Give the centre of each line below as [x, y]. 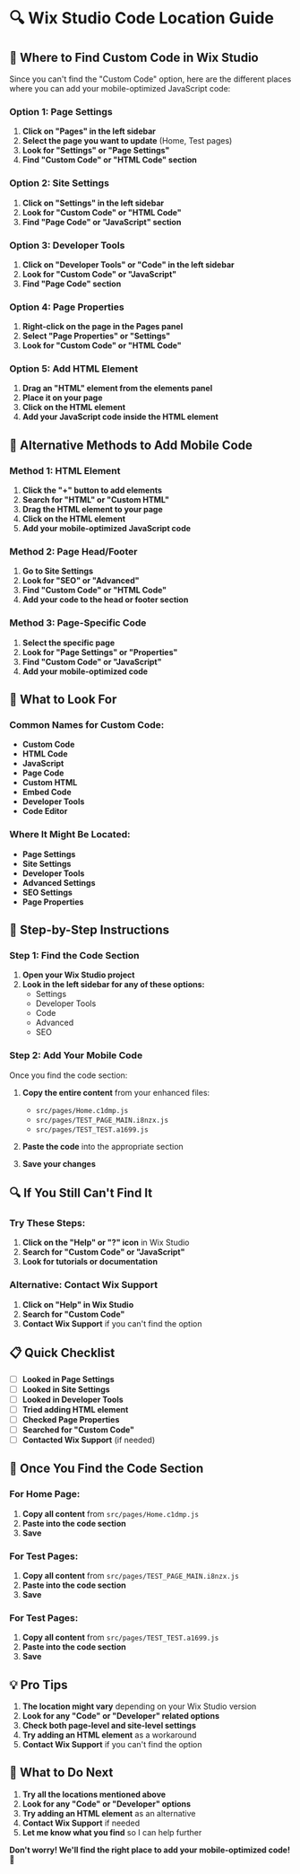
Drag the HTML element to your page [92, 510]
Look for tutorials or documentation [90, 1262]
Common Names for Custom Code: [87, 725]
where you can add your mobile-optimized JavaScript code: [120, 88]
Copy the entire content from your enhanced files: [116, 1092]
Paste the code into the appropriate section [103, 1146]
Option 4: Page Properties [67, 307]
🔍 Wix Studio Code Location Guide [142, 18]
